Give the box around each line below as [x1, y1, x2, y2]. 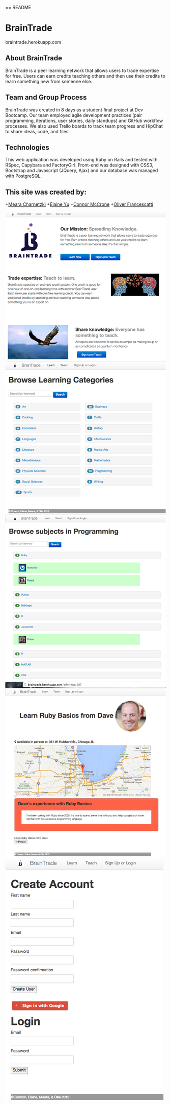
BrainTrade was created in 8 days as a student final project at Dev [5, 107, 144, 113]
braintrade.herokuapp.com [5, 39, 62, 45]
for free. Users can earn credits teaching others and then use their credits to [5, 73, 165, 79]
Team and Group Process [5, 93, 87, 102]
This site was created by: [5, 187, 87, 196]
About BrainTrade [5, 54, 63, 63]
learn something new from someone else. [5, 78, 93, 84]
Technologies [5, 143, 50, 152]
